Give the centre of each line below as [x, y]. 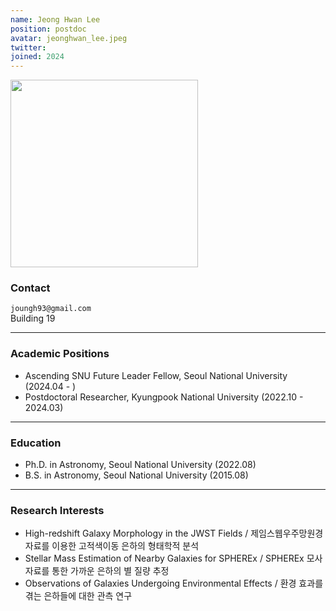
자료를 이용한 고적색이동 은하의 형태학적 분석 [112, 546]
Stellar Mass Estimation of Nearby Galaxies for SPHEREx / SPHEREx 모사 [173, 558]
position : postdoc [48, 29]
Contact [30, 288]
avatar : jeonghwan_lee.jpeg [69, 38]
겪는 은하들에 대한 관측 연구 [78, 596]
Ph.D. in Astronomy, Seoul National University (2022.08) [140, 465]
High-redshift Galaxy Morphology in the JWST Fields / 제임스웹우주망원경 [174, 533]
